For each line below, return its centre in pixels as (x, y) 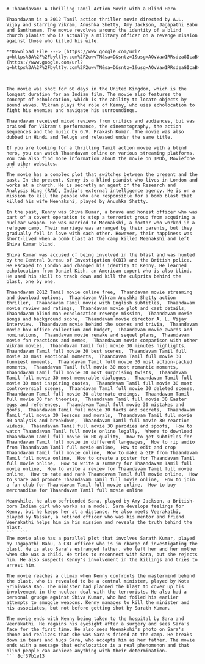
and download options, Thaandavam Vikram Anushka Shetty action (91, 298)
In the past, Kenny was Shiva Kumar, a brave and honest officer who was (102, 212)
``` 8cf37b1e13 (26, 656)
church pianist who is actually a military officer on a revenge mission (102, 35)
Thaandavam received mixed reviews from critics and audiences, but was (101, 121)
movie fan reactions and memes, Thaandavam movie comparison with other (102, 341)
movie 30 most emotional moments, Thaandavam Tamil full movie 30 (94, 356)
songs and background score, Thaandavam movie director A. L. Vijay (97, 319)
